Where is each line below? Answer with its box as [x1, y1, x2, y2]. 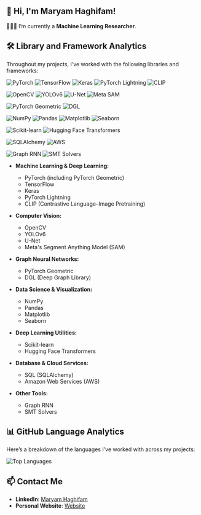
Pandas [24, 304, 44, 311]
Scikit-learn [24, 341, 54, 348]
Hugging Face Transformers [24, 347, 97, 355]
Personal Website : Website [15, 502, 85, 509]
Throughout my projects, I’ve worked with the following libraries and [6, 60, 179, 68]
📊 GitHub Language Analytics [6, 427, 124, 437]
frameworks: [6, 67, 39, 74]
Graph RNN [24, 401, 54, 409]
